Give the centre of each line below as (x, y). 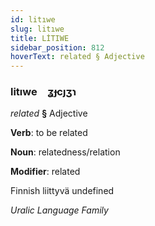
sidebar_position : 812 (57, 47)
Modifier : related (45, 172)
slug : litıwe (37, 29)
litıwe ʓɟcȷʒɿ (43, 92)
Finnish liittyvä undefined (62, 191)
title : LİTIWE (40, 38)
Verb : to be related (49, 133)
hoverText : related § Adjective (77, 57)
